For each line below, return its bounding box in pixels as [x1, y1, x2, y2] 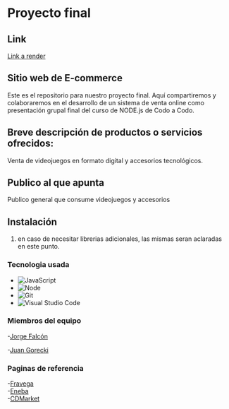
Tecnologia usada [7, 260, 70, 270]
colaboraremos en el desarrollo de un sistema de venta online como [7, 98, 204, 107]
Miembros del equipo [7, 316, 82, 326]
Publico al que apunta [7, 177, 104, 189]
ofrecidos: [7, 138, 54, 150]
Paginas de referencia [7, 363, 84, 373]
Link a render [7, 52, 46, 60]
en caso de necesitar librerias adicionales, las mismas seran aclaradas [17, 235, 222, 243]
